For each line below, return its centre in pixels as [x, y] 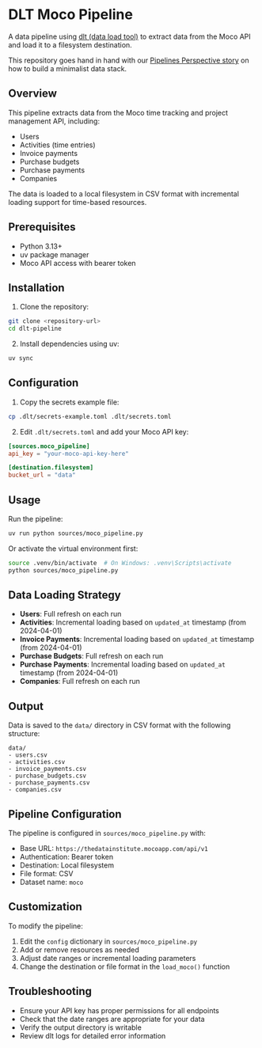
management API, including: [54, 121]
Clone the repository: [54, 307]
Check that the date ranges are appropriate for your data [112, 1019]
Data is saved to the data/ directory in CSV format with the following [120, 725]
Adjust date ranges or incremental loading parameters [108, 958]
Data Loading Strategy [65, 595]
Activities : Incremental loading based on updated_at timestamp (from [133, 622]
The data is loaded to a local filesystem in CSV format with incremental [124, 194]
